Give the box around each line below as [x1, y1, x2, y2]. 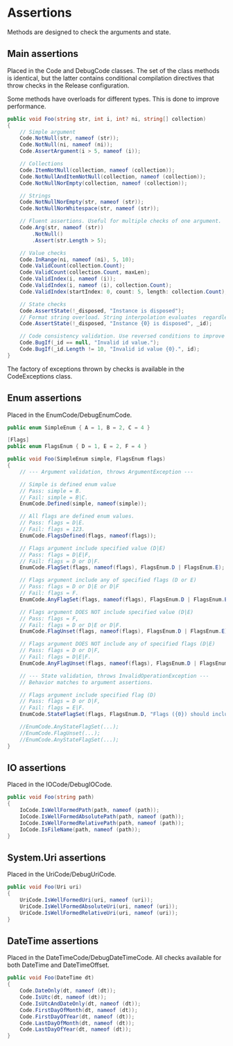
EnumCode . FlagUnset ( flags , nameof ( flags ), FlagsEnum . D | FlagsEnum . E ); [19, 628, 231, 635]
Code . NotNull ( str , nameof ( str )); [19, 135, 119, 142]
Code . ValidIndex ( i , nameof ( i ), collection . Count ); [19, 282, 172, 289]
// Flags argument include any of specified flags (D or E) [19, 576, 197, 584]
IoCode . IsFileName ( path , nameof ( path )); [19, 826, 141, 833]
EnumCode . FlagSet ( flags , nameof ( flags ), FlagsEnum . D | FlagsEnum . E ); [19, 564, 225, 571]
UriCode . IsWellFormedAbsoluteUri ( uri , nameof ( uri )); [19, 903, 178, 910]
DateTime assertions [7, 935, 99, 947]
